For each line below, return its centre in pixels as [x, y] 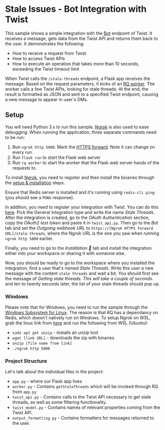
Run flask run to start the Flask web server [56, 157]
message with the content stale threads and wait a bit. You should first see [82, 273]
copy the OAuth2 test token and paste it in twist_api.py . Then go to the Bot [82, 222]
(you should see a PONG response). [40, 197]
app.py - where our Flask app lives [47, 381]
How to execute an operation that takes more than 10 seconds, [76, 64]
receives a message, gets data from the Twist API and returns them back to [82, 38]
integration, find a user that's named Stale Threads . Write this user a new [79, 268]
